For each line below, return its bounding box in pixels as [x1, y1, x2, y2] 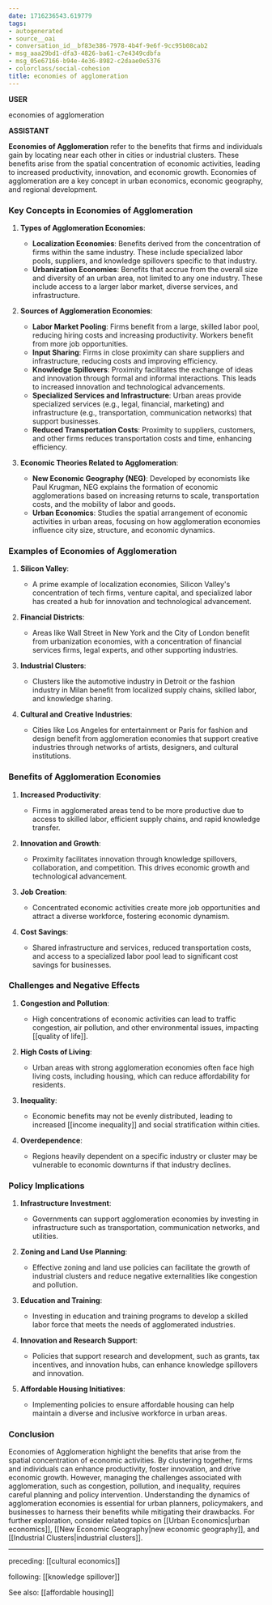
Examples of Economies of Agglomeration [8, 545, 177, 556]
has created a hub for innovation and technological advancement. [32, 597, 253, 607]
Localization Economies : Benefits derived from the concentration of [32, 238, 261, 248]
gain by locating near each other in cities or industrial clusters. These [8, 150, 240, 160]
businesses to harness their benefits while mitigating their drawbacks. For [8, 1507, 255, 1517]
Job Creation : [19, 887, 67, 896]
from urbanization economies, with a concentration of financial [32, 636, 242, 646]
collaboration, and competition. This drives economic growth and [32, 862, 249, 872]
